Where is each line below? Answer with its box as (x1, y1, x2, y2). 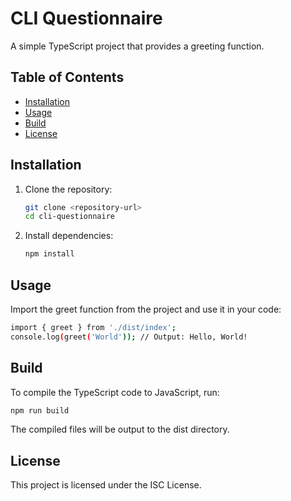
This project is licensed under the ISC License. (10, 479, 202, 491)
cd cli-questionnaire (24, 212, 115, 222)
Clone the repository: (24, 183, 113, 195)
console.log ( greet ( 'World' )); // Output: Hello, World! (10, 332, 248, 342)
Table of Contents (10, 69, 125, 86)
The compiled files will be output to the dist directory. (10, 423, 230, 436)
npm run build (10, 405, 70, 416)
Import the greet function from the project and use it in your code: (10, 303, 282, 315)
